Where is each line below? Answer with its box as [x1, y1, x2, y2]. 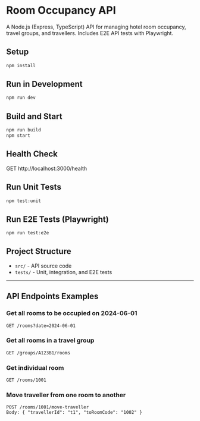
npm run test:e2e [6, 230, 49, 236]
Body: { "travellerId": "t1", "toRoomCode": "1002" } [6, 410, 143, 416]
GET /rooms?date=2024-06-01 [6, 322, 76, 329]
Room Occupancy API [6, 4, 116, 17]
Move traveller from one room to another [6, 391, 126, 399]
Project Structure [6, 246, 71, 256]
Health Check [6, 149, 58, 159]
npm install [6, 62, 36, 68]
